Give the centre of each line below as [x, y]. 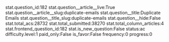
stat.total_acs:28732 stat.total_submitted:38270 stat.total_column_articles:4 [85, 23]
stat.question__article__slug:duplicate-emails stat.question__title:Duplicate [83, 13]
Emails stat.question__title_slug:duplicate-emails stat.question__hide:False [83, 18]
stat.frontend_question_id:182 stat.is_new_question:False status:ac [75, 29]
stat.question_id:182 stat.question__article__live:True [60, 7]
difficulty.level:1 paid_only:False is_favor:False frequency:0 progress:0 [79, 34]
